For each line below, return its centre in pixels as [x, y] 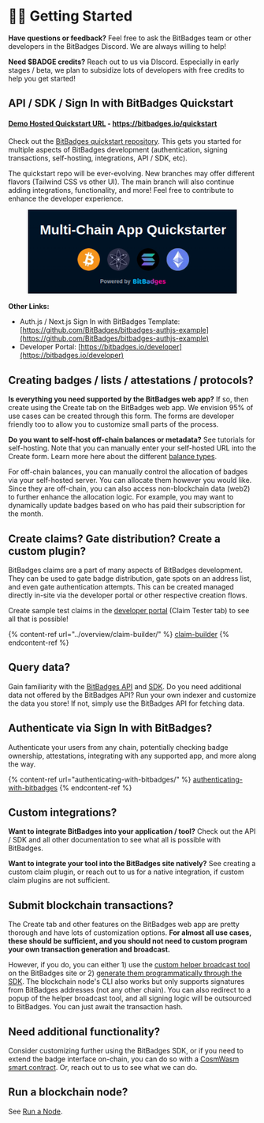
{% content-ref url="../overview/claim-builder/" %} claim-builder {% [119, 635]
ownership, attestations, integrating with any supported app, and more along [132, 756]
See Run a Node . [35, 1111]
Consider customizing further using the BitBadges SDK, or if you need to [126, 1051]
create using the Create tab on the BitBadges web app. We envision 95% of [131, 408]
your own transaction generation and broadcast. [89, 950]
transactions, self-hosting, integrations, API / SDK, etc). [98, 158]
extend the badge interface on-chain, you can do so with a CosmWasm [124, 1059]
